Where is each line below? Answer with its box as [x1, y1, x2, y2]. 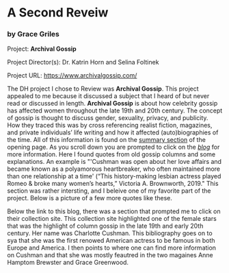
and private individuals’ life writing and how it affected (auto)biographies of [7, 128, 219, 136]
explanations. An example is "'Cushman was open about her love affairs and [7, 158, 222, 166]
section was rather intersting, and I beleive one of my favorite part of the [7, 187, 211, 195]
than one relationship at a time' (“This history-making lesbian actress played [7, 172, 221, 180]
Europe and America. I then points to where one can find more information [7, 244, 217, 252]
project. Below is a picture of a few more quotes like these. [7, 194, 173, 202]
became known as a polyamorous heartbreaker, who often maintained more [7, 165, 221, 173]
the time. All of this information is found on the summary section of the [7, 136, 206, 144]
